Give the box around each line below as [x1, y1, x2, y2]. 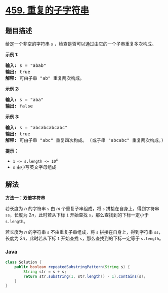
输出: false [5, 103, 33, 109]
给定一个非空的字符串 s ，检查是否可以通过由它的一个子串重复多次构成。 [5, 41, 157, 47]
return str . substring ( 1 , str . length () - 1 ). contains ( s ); [23, 274, 146, 279]
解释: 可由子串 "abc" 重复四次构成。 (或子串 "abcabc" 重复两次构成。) [5, 137, 164, 143]
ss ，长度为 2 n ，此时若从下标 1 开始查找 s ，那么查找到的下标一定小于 [5, 211, 149, 218]
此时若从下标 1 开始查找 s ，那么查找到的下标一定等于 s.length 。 [29, 235, 164, 241]
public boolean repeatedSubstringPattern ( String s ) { [14, 264, 130, 269]
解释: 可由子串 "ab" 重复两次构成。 [5, 76, 85, 81]
